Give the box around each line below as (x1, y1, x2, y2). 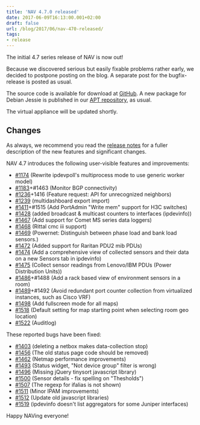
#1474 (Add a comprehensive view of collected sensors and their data (14, 248, 189, 256)
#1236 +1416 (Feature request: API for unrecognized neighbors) (14, 190, 172, 198)
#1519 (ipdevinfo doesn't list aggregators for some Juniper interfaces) (14, 400, 189, 407)
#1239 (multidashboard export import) (14, 197, 110, 204)
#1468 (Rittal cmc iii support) (14, 222, 87, 230)
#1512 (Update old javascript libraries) (14, 394, 110, 401)
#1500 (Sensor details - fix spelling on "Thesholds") (14, 374, 144, 381)
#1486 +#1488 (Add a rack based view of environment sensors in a (14, 274, 181, 281)
